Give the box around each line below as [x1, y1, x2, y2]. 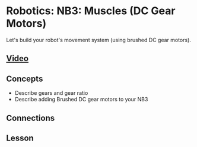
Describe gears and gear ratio [14, 90, 88, 97]
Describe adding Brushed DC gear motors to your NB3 [14, 96, 148, 103]
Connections [6, 113, 55, 123]
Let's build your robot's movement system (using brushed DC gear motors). [6, 36, 192, 43]
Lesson [6, 133, 34, 143]
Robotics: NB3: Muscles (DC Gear [6, 4, 176, 18]
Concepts [6, 73, 43, 84]
